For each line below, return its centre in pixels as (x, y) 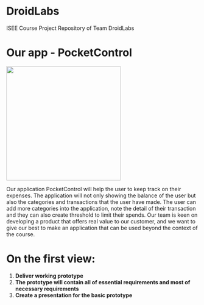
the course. (21, 234)
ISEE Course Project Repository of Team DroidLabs (70, 28)
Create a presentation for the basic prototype (74, 295)
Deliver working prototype (49, 276)
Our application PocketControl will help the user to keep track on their (94, 189)
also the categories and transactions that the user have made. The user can (101, 202)
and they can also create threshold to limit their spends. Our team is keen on (102, 215)
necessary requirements (47, 289)
